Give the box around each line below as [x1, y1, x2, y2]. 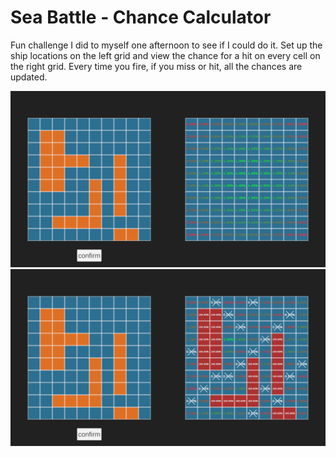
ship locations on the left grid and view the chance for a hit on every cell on [10, 49, 321, 61]
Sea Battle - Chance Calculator [10, 6, 272, 29]
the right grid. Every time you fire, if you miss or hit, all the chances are [10, 60, 303, 72]
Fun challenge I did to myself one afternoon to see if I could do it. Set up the [10, 39, 323, 51]
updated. [10, 71, 48, 83]
